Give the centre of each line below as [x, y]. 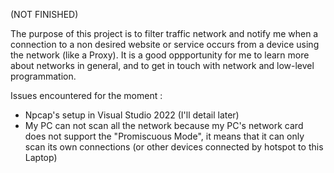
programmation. [43, 76]
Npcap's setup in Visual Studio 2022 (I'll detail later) [132, 115]
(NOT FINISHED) [44, 14]
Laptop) [41, 157]
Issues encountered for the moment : [86, 95]
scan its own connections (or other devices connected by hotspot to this [174, 147]
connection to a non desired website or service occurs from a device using [165, 44]
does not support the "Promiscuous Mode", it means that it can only [164, 136]
